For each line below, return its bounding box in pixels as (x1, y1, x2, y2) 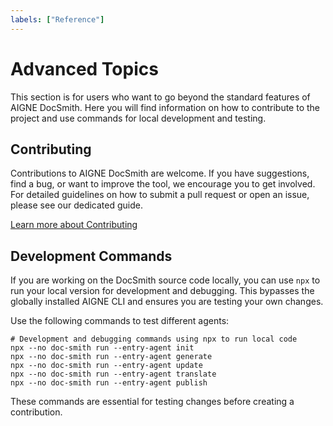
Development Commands (10, 247, 173, 265)
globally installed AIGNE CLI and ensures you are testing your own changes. (10, 296, 324, 308)
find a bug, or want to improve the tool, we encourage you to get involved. (10, 178, 316, 190)
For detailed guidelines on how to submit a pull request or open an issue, (10, 189, 310, 201)
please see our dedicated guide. (10, 199, 143, 211)
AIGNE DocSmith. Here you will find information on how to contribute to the (10, 101, 320, 113)
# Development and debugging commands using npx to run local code (10, 334, 298, 345)
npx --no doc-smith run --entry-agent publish (10, 378, 208, 388)
